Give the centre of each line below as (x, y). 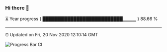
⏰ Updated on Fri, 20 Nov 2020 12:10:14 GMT (52, 35)
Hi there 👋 (17, 8)
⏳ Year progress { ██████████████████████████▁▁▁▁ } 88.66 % (82, 19)
